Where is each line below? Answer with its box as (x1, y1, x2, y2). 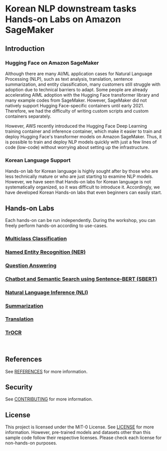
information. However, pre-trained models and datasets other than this (5, 429, 151, 435)
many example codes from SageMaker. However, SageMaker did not (5, 97, 147, 103)
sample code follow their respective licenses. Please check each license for (5, 434, 162, 441)
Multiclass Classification (5, 235, 67, 242)
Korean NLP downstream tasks (5, 3, 137, 15)
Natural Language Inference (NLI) (5, 289, 89, 296)
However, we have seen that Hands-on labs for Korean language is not (5, 179, 151, 185)
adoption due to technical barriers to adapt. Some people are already (5, 86, 148, 93)
